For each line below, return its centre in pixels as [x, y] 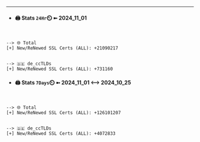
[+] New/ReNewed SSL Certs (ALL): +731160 [60, 69]
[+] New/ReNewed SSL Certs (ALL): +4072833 [61, 134]
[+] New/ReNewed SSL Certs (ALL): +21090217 [62, 48]
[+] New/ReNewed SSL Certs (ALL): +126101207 [63, 113]
